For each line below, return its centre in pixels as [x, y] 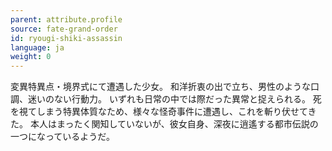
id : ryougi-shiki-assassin [66, 38]
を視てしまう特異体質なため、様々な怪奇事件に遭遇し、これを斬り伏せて [159, 112]
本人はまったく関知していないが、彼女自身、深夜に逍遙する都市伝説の [174, 124]
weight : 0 [31, 57]
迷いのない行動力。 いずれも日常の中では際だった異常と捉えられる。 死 [174, 99]
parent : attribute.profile [66, 19]
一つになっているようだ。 [62, 137]
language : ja [37, 47]
